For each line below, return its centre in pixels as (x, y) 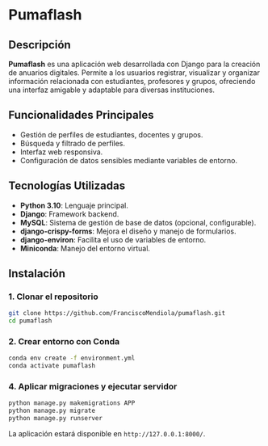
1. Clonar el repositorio (53, 297)
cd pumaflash (30, 321)
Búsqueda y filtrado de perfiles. (73, 143)
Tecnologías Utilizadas (67, 186)
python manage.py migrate (52, 411)
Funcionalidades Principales (81, 115)
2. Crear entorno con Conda (64, 341)
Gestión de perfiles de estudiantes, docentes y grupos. (111, 134)
